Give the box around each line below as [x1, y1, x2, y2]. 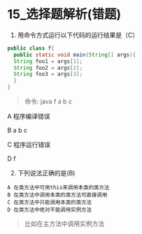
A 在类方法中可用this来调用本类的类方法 [7, 184, 110, 191]
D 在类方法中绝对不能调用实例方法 [7, 207, 92, 214]
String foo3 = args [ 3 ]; [13, 71, 83, 78]
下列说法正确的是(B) [17, 169, 76, 177]
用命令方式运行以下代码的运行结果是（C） [17, 31, 139, 39]
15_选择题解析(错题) [7, 6, 121, 22]
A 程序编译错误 [7, 112, 50, 121]
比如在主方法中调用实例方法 [24, 219, 105, 228]
